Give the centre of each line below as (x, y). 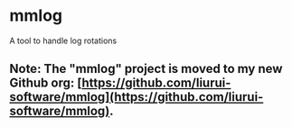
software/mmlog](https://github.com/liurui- (137, 97)
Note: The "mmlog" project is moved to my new (146, 69)
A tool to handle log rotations (63, 41)
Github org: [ (46, 83)
